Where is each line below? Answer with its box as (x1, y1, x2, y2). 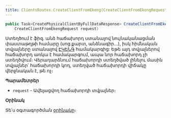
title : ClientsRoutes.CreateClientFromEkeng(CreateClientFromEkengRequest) (5, 7, 169, 13)
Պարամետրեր (5, 77, 39, 84)
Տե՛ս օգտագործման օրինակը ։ (5, 107, 76, 113)
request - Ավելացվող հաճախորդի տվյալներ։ (12, 87, 116, 94)
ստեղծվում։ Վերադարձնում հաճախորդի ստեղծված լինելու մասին (5, 57, 163, 63)
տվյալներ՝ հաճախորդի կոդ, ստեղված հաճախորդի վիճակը (5, 62, 147, 69)
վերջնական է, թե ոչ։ (5, 68, 53, 74)
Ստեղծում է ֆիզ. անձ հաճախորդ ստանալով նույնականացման (5, 35, 155, 41)
